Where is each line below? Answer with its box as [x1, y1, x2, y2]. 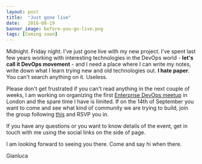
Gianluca [6, 152, 28, 160]
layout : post [6, 8, 39, 15]
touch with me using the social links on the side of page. [6, 129, 146, 136]
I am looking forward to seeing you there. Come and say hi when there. [6, 140, 182, 148]
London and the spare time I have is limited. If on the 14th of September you [6, 98, 194, 106]
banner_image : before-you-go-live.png [6, 25, 103, 32]
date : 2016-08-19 [6, 20, 55, 26]
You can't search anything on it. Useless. [6, 74, 108, 81]
